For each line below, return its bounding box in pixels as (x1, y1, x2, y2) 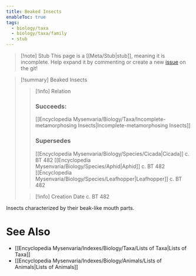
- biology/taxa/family (11, 31, 67, 37)
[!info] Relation (35, 88, 71, 94)
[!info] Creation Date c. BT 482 (35, 193, 110, 200)
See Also (6, 225, 51, 238)
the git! (20, 65, 38, 71)
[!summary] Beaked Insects (20, 76, 88, 83)
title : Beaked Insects (6, 8, 62, 15)
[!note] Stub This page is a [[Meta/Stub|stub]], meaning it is (20, 52, 165, 59)
